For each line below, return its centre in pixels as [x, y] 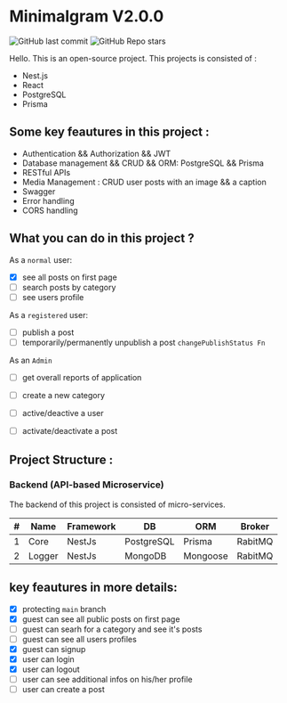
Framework [92, 526]
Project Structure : [61, 459]
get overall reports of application [82, 377]
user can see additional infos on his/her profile [107, 680]
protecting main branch [64, 609]
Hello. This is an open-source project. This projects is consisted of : [133, 58]
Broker [255, 526]
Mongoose [206, 556]
